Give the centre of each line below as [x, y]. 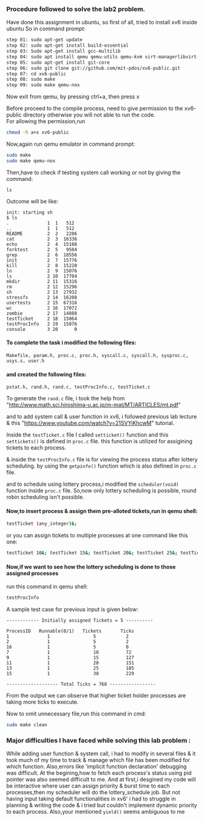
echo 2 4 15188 [42, 244]
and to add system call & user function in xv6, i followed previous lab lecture [102, 417]
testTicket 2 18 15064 [42, 319]
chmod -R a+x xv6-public [38, 132]
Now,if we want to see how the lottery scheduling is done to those [91, 567]
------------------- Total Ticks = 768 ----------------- [81, 684]
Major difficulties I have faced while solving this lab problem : [99, 741]
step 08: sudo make [31, 80]
